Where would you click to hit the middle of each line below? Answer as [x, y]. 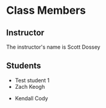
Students [24, 66]
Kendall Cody [31, 98]
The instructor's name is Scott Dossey [53, 47]
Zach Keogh [30, 86]
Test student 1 [32, 80]
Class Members [46, 10]
